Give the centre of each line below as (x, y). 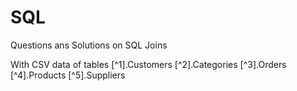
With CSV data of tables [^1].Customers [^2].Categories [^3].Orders (148, 64)
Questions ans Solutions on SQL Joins (89, 45)
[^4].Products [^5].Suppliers (68, 75)
